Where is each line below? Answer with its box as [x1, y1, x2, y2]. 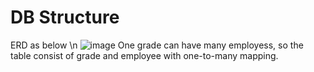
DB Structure [10, 6, 120, 29]
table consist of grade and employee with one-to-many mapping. [10, 49, 279, 61]
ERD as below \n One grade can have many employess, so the [10, 39, 304, 51]
